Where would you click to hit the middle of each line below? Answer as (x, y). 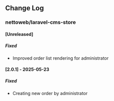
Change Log (25, 8)
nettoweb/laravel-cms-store (41, 22)
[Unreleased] (19, 34)
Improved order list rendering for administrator (61, 58)
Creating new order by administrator (50, 94)
